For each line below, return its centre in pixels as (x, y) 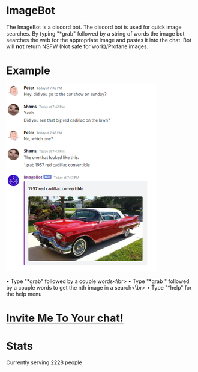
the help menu (24, 294)
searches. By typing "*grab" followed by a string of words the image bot (95, 33)
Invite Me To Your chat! (65, 318)
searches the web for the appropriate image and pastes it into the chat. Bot (99, 40)
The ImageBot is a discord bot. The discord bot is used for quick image (94, 27)
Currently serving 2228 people (44, 362)
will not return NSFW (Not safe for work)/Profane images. (77, 46)
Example (28, 71)
